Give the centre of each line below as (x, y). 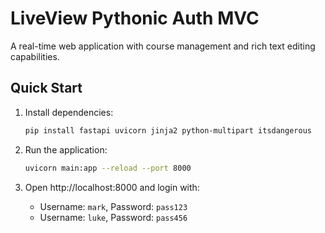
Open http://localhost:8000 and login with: (112, 187)
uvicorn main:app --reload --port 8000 (108, 168)
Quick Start (46, 88)
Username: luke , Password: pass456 (113, 217)
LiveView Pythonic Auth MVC (135, 18)
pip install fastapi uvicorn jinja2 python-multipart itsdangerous (168, 130)
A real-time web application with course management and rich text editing (163, 46)
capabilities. (35, 56)
